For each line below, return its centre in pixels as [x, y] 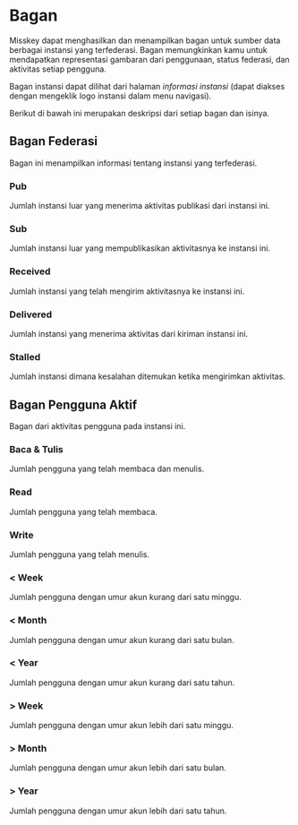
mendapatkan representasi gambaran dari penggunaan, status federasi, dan [149, 59]
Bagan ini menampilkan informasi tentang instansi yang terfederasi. [133, 163]
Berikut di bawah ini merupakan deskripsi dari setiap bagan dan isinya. [140, 113]
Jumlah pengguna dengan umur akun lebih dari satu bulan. [118, 768]
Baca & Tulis [37, 449]
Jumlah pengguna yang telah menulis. [80, 554]
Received [30, 271]
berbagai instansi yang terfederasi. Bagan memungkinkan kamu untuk [138, 49]
